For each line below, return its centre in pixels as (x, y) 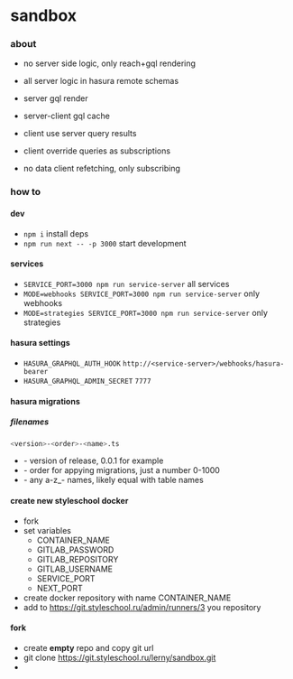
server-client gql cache (67, 116)
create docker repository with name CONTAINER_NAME (127, 598)
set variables (47, 530)
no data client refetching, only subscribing (102, 169)
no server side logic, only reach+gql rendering (110, 63)
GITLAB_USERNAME (75, 569)
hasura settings (40, 343)
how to (26, 192)
